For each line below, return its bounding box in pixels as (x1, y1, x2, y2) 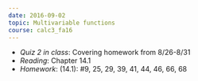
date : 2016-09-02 (8, 11, 66, 20)
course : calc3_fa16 (8, 26, 73, 34)
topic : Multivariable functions (8, 19, 115, 27)
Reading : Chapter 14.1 (19, 56, 91, 65)
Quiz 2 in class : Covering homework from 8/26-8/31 (19, 48, 191, 57)
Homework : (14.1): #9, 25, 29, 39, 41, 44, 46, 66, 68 (19, 64, 188, 74)
